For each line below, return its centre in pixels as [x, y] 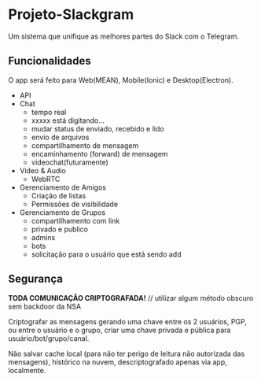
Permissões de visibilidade [75, 204]
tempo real [49, 112]
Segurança [35, 279]
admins [43, 237]
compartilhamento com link [75, 220]
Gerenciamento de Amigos [62, 187]
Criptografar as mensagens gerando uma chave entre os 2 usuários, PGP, [128, 321]
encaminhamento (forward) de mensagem [99, 154]
